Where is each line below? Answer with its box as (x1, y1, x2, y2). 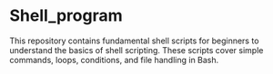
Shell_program (9, 5, 123, 26)
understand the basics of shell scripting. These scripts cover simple (9, 44, 264, 55)
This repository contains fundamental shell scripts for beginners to (9, 35, 259, 46)
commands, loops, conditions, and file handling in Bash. (9, 54, 219, 65)
